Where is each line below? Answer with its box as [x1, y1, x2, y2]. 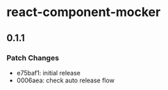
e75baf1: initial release [16, 68, 81, 77]
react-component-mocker [6, 4, 161, 20]
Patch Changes [6, 53, 60, 63]
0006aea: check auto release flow [16, 76, 115, 84]
